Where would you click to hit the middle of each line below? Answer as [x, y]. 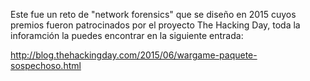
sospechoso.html [46, 65]
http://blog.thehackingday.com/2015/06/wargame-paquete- [134, 55]
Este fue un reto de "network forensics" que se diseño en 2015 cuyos [153, 14]
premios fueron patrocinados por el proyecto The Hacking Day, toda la [155, 25]
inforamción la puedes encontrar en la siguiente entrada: [127, 35]
